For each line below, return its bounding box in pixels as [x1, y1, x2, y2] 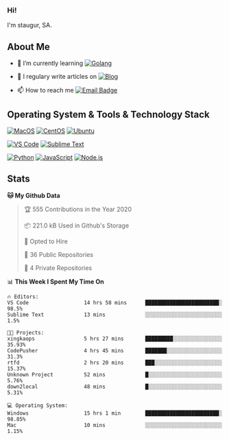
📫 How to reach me [16, 86, 74, 95]
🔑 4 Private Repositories [23, 263, 93, 272]
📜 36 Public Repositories [23, 250, 94, 258]
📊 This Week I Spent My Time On [7, 277, 104, 286]
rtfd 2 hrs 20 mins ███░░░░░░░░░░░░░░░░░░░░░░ [7, 359, 223, 366]
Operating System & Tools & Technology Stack [7, 108, 210, 120]
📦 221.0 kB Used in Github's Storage [23, 221, 129, 230]
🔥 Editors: [7, 293, 39, 300]
